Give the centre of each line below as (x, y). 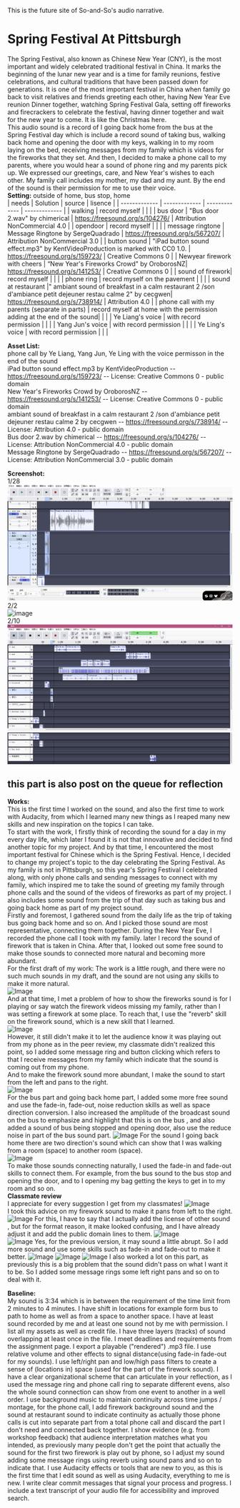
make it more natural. (39, 983)
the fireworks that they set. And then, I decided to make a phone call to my (117, 157)
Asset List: (24, 346)
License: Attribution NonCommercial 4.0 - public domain (90, 444)
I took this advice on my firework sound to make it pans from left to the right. (120, 1211)
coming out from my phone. (48, 1067)
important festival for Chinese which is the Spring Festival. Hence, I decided (119, 854)
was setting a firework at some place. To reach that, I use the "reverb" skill (117, 1014)
